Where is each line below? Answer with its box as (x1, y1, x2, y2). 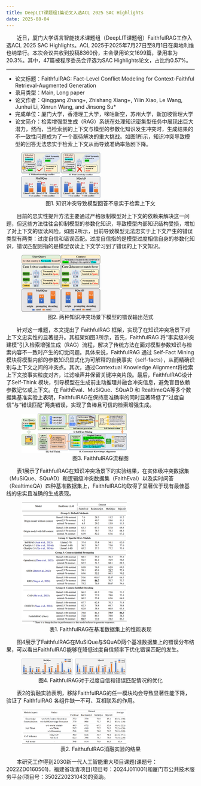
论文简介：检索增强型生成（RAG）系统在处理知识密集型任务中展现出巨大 (14, 118, 194, 125)
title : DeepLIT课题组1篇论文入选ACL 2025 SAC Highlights (6, 10, 144, 16)
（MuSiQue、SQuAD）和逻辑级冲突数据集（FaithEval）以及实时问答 (6, 474, 174, 482)
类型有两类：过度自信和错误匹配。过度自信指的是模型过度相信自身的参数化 (6, 235, 190, 242)
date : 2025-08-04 (6, 16, 50, 22)
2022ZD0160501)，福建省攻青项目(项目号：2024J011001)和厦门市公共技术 (6, 766, 190, 773)
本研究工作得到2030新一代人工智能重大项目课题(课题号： (17, 758, 157, 765)
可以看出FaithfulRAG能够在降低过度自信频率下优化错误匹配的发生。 (16, 646, 182, 653)
